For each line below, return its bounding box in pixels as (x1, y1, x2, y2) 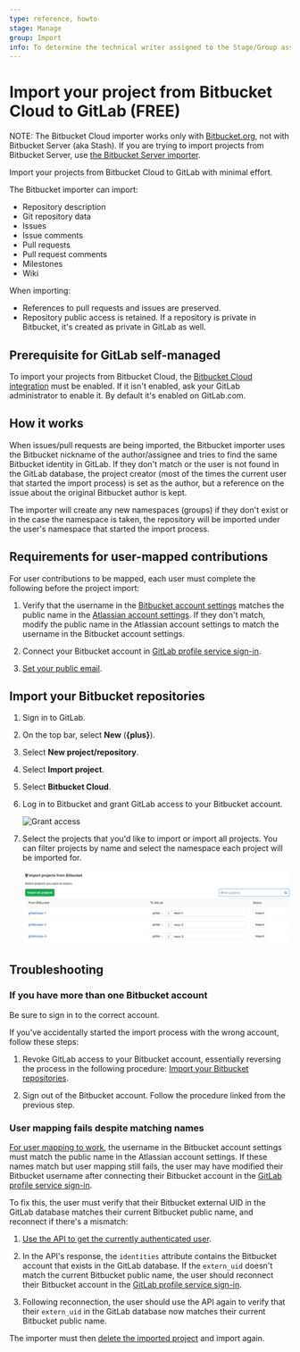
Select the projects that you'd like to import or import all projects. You (21, 833, 279, 844)
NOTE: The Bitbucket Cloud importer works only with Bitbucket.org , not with (9, 130, 290, 142)
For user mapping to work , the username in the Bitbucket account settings (9, 1142, 283, 1153)
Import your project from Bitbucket (9, 82, 272, 103)
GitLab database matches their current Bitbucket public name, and (9, 1206, 254, 1218)
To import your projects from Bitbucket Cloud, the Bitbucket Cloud (9, 371, 253, 381)
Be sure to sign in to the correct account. (9, 1009, 160, 1020)
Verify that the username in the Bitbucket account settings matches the (21, 599, 285, 611)
